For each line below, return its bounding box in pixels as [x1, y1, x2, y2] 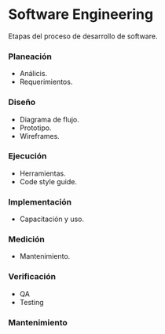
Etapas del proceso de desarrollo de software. [8, 31, 158, 41]
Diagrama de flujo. [19, 114, 80, 124]
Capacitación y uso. [19, 214, 85, 224]
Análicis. [19, 69, 48, 78]
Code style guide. [19, 176, 77, 186]
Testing [19, 297, 45, 307]
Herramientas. [19, 169, 67, 178]
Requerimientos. [19, 77, 73, 87]
